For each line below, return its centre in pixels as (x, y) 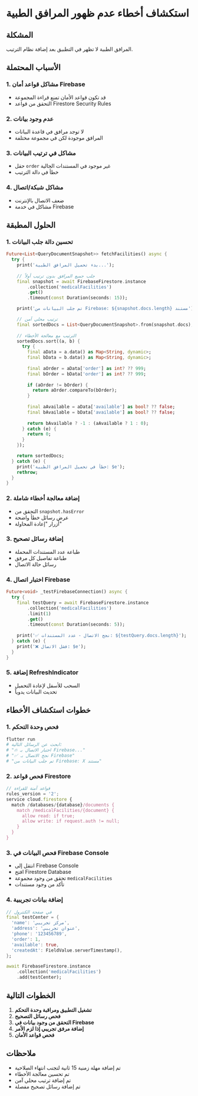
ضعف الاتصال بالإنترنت (39, 200)
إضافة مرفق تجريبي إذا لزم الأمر (49, 1028)
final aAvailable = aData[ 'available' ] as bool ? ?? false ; (101, 407)
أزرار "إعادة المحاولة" (38, 524)
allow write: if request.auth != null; (70, 821)
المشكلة (20, 35)
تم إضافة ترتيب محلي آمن (43, 1080)
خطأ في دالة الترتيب (37, 172)
